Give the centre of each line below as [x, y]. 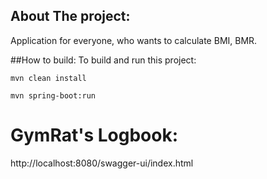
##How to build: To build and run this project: [103, 60]
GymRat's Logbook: [94, 135]
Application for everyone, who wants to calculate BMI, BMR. [134, 40]
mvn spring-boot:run [53, 95]
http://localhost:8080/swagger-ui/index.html [102, 163]
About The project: [70, 16]
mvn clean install [48, 78]
